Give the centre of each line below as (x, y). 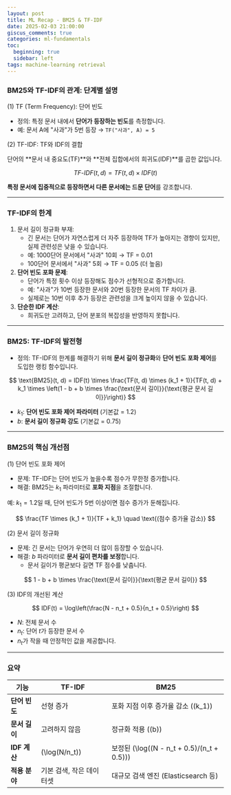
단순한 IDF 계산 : (38, 307)
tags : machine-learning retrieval (57, 65)
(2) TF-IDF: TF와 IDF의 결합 (45, 144)
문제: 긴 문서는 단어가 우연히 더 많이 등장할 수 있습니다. (90, 548)
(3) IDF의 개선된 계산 (35, 595)
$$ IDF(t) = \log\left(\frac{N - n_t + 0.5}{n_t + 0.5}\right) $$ (115, 608)
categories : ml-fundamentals (49, 39)
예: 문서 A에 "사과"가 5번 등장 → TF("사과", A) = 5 (86, 130)
